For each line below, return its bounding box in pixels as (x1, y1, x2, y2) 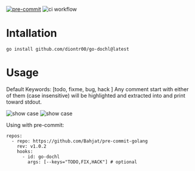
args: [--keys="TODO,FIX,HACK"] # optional (27, 158, 137, 165)
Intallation (6, 27, 57, 40)
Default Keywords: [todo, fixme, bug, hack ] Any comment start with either (6, 85, 189, 92)
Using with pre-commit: (6, 121, 64, 128)
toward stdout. (6, 98, 42, 105)
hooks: (17, 148, 33, 154)
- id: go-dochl (21, 154, 60, 160)
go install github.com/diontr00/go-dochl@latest (6, 46, 129, 52)
